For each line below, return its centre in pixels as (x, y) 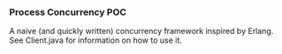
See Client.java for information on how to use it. (96, 40)
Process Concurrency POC (68, 12)
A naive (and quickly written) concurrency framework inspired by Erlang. (141, 31)
